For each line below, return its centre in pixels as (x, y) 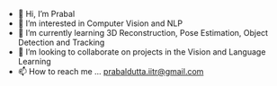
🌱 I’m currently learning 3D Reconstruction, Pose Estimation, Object (143, 33)
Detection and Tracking (61, 42)
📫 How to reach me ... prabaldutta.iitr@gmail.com (111, 71)
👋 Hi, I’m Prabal (46, 14)
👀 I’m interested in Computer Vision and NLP (100, 23)
